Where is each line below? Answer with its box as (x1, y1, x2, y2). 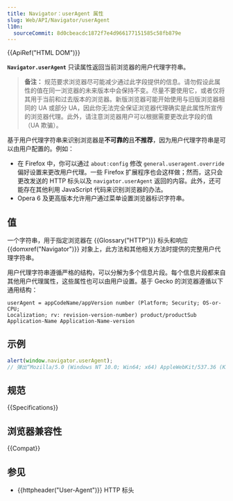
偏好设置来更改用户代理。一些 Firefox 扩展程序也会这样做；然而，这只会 (17, 168, 223, 176)
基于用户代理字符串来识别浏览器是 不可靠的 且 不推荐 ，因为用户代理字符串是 (7, 136, 220, 145)
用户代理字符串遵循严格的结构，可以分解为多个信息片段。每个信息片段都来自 (7, 268, 226, 277)
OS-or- (202, 299, 222, 306)
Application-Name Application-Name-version (7, 318, 135, 325)
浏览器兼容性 (7, 425, 62, 437)
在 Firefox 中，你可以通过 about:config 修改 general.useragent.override (17, 159, 225, 167)
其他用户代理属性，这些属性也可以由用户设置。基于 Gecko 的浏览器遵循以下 (7, 277, 224, 286)
